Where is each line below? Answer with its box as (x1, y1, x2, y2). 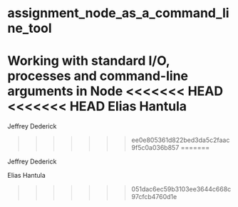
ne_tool (7, 20, 52, 36)
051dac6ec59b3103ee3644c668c (131, 185, 232, 193)
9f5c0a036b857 (131, 143, 180, 152)
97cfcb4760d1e (131, 193, 177, 201)
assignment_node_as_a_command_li (7, 5, 229, 21)
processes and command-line (7, 68, 189, 84)
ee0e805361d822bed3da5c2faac (131, 136, 230, 144)
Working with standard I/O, (7, 53, 170, 69)
